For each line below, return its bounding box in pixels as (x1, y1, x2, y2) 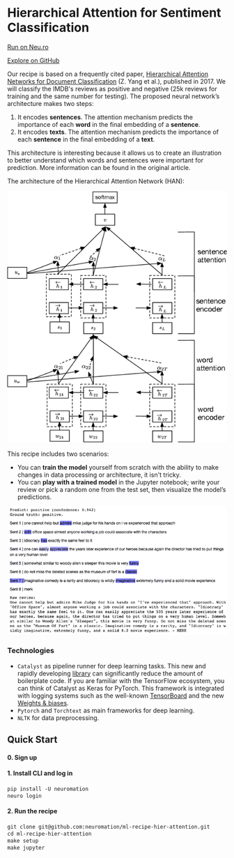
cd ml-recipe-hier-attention (7, 830, 92, 837)
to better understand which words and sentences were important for (7, 155, 204, 164)
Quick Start (7, 733, 58, 745)
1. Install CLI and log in (7, 769, 73, 778)
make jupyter (7, 844, 45, 851)
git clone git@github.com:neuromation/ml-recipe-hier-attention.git (7, 823, 210, 830)
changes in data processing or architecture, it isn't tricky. (17, 470, 181, 479)
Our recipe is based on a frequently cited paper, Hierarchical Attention (7, 70, 209, 78)
